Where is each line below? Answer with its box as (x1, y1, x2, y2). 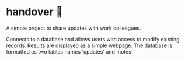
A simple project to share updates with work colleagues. (6, 24, 141, 31)
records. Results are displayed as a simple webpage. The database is (6, 42, 173, 49)
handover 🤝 (6, 5, 63, 19)
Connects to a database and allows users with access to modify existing (6, 36, 180, 43)
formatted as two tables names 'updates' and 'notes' (6, 48, 133, 55)
